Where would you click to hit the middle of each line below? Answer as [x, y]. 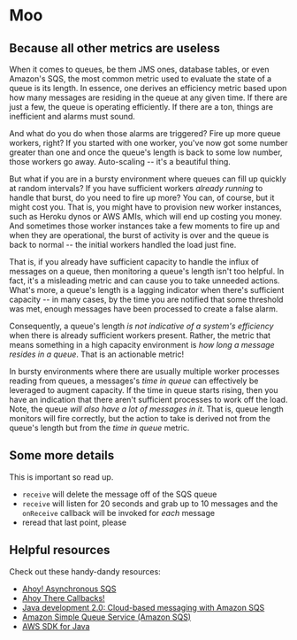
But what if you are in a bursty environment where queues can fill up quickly [148, 179]
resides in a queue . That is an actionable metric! [96, 354]
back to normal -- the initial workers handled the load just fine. [123, 245]
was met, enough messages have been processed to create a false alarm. [144, 309]
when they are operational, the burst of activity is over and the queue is [139, 235]
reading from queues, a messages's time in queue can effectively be [134, 381]
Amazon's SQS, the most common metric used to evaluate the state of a [141, 79]
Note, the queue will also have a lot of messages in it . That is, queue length [147, 409]
